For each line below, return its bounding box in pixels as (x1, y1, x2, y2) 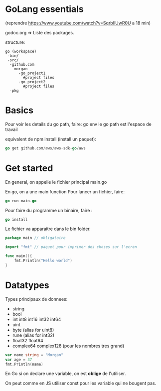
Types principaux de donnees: (5, 296, 68, 302)
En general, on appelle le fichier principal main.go (5, 179, 107, 185)
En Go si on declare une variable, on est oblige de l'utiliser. (5, 371, 126, 377)
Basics (5, 105, 34, 116)
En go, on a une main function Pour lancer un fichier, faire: (5, 188, 125, 195)
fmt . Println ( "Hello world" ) (14, 258, 72, 263)
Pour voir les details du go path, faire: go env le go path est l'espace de (5, 121, 152, 127)
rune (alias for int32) (12, 332, 55, 338)
